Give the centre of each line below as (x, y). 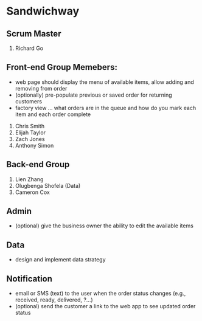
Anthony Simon (34, 145)
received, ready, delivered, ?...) (54, 300)
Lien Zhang (29, 179)
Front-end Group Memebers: (62, 67)
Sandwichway (43, 11)
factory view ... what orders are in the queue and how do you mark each (106, 108)
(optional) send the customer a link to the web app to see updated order (105, 306)
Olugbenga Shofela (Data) (48, 185)
